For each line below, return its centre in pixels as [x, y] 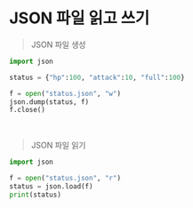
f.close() [28, 110]
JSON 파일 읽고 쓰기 [80, 18]
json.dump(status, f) [49, 102]
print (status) [36, 195]
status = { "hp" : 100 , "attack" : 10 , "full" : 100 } [97, 77]
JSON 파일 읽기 [58, 145]
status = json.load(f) [51, 187]
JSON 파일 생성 [58, 44]
